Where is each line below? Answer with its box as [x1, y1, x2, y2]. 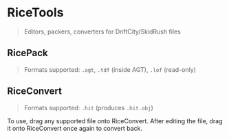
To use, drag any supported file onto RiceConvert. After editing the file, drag [7, 116, 223, 125]
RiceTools [7, 5, 64, 21]
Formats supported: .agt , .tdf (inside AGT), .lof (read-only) [23, 65, 196, 73]
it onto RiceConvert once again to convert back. [7, 124, 143, 132]
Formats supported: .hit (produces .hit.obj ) [23, 103, 153, 112]
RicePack [7, 47, 48, 59]
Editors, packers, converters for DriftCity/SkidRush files [23, 27, 181, 36]
